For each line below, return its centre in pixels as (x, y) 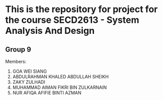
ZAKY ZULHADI (29, 82)
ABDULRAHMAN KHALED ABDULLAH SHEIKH (61, 77)
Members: (16, 61)
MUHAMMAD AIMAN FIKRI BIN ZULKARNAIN (60, 87)
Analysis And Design (50, 31)
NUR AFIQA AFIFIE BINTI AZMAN (47, 93)
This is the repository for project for (82, 9)
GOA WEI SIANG (30, 71)
